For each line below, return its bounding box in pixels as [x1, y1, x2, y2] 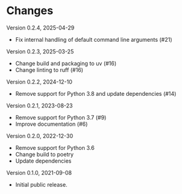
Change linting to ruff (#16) [15, 66, 84, 74]
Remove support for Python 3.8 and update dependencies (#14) [15, 90, 176, 97]
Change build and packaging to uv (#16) [15, 60, 117, 67]
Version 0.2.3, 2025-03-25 [6, 47, 74, 55]
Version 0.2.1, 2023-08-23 [6, 102, 73, 109]
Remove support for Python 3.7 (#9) [15, 114, 107, 121]
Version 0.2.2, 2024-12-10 [6, 78, 72, 85]
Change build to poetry [15, 150, 74, 158]
